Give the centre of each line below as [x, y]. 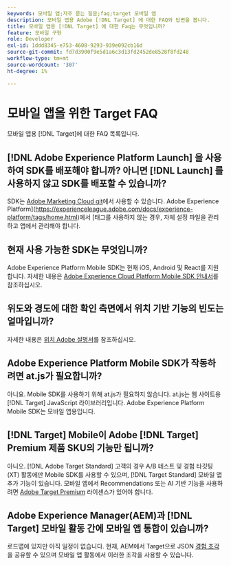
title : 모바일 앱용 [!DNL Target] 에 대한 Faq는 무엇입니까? [86, 26]
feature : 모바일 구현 [34, 33]
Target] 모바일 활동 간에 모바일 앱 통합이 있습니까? [108, 528]
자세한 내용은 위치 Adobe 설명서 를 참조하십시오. [71, 339]
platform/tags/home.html [42, 217]
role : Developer [30, 39]
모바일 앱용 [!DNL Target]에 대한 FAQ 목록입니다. [73, 134]
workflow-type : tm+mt [38, 59]
